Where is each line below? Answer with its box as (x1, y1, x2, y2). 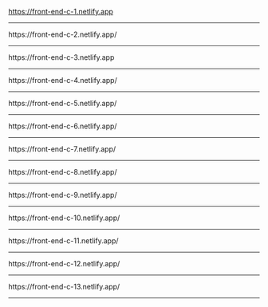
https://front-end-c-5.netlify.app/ (8, 99, 117, 108)
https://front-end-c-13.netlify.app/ (8, 282, 120, 291)
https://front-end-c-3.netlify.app (8, 53, 115, 62)
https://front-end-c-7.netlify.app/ (8, 144, 116, 154)
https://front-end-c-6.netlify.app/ (8, 121, 117, 131)
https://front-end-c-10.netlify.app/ (8, 213, 120, 222)
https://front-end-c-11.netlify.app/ (8, 236, 119, 246)
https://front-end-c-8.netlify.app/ (8, 167, 117, 176)
